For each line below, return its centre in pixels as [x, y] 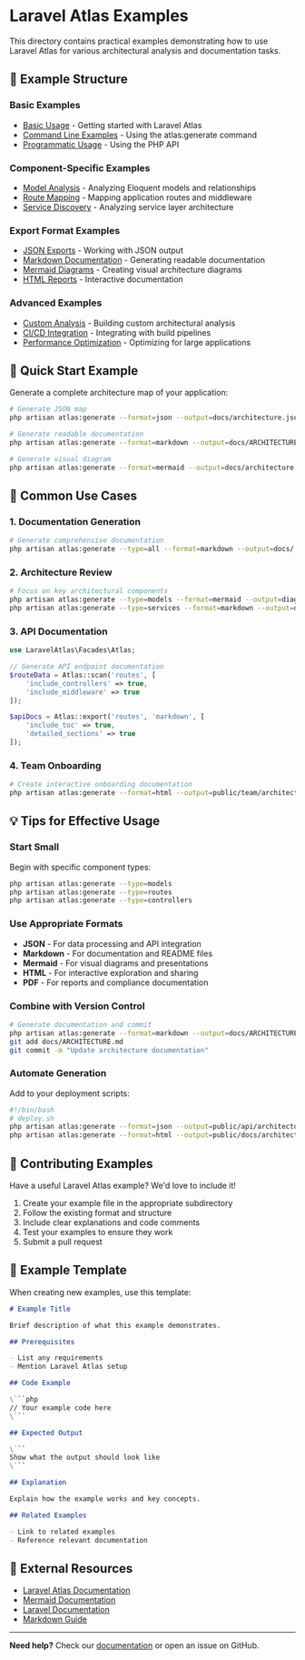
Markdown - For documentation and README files [118, 953]
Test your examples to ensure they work [98, 1232]
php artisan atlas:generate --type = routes [91, 892]
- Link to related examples [63, 1532]
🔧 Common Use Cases [74, 495]
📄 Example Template [68, 1270]
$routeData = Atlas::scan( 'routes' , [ [83, 675]
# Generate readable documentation [77, 434]
